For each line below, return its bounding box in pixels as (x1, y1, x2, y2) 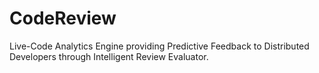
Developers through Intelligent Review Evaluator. (9, 50, 209, 62)
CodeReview (9, 7, 117, 30)
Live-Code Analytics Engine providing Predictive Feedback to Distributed (9, 40, 310, 52)
